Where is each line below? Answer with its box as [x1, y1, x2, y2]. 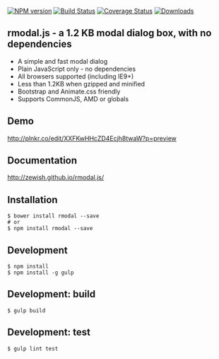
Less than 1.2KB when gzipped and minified [17, 79, 146, 88]
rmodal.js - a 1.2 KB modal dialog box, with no [7, 27, 212, 39]
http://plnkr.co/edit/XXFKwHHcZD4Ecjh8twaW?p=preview [7, 134, 177, 142]
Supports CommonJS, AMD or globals [17, 94, 129, 103]
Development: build [7, 288, 96, 300]
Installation [7, 193, 58, 205]
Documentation [7, 154, 78, 166]
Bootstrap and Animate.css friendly [17, 87, 121, 96]
